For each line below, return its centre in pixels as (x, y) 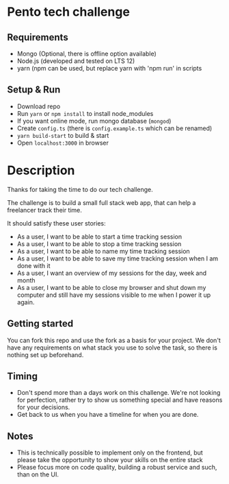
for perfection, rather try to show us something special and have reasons (120, 400)
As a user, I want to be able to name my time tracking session (103, 251)
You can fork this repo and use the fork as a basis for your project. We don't (114, 340)
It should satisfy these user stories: (56, 223)
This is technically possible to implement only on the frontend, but (110, 452)
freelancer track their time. (44, 210)
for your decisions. (43, 407)
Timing (22, 376)
